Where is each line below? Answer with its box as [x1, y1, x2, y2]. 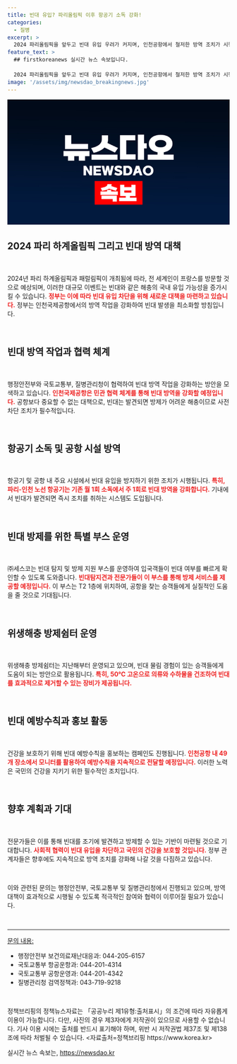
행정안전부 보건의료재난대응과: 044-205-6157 [17, 952, 145, 960]
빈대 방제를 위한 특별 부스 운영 [7, 531, 130, 543]
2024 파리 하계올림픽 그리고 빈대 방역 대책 [7, 241, 181, 253]
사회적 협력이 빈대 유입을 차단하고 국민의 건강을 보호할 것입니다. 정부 [33, 845, 220, 854]
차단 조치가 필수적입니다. [7, 406, 75, 415]
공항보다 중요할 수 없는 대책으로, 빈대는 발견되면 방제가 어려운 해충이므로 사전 [16, 397, 229, 406]
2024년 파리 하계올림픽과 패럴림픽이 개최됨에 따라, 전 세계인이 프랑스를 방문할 [7, 274, 222, 282]
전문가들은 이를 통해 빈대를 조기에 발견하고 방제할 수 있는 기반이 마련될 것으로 [7, 837, 220, 845]
